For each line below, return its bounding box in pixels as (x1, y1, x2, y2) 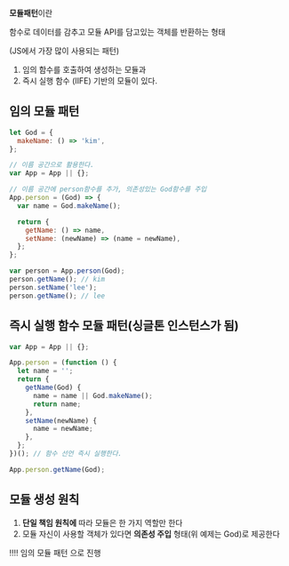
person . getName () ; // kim (9, 275, 105, 284)
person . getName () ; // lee (9, 291, 105, 300)
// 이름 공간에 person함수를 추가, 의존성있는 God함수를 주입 (9, 185, 207, 194)
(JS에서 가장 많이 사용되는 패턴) (9, 45, 120, 56)
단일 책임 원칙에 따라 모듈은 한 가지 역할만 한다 (21, 517, 183, 528)
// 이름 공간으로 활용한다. (9, 161, 95, 170)
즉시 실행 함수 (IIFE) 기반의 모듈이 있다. (21, 76, 158, 86)
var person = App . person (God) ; (9, 267, 125, 275)
